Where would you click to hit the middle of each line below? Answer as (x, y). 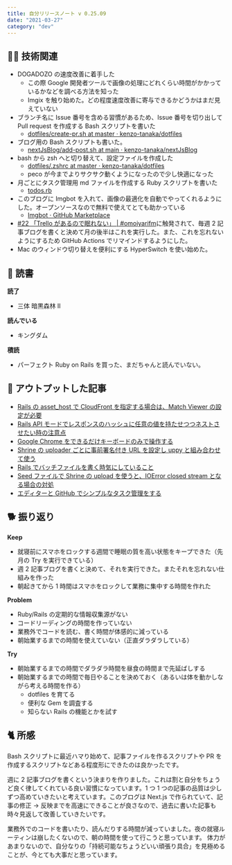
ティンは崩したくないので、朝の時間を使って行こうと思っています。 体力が (119, 837)
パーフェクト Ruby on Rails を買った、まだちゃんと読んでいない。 (111, 365)
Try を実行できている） (64, 560)
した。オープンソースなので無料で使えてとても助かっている (101, 208)
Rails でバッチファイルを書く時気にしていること (86, 467)
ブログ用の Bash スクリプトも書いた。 (72, 142)
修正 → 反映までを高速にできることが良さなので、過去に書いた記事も (118, 805)
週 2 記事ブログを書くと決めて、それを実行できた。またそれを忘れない (118, 569)
